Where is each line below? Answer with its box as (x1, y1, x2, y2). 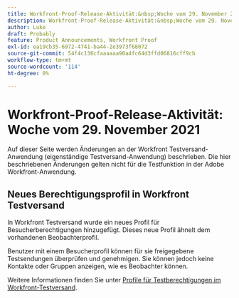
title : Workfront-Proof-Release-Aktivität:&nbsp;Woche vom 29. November (7, 10, 228, 18)
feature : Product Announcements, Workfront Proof (7, 37, 158, 44)
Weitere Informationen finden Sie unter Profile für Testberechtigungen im (7, 276, 221, 285)
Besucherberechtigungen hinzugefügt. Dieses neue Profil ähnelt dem (7, 226, 211, 234)
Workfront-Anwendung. (7, 167, 77, 176)
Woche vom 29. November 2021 (7, 121, 201, 138)
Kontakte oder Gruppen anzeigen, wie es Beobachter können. (7, 262, 188, 270)
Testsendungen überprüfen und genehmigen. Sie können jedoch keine (7, 255, 215, 263)
